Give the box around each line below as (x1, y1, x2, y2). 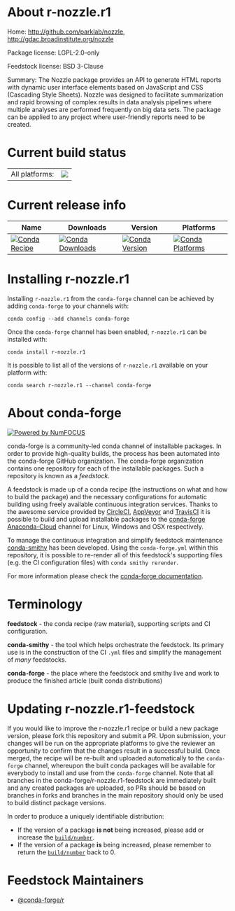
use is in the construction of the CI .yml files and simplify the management (7, 648, 222, 656)
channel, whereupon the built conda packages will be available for (24, 761, 215, 770)
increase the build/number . (17, 833, 95, 841)
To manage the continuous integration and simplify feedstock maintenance (7, 536, 223, 544)
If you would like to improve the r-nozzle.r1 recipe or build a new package (7, 724, 219, 732)
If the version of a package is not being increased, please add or (17, 826, 204, 834)
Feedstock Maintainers (7, 872, 144, 888)
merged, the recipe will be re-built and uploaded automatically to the (7, 753, 205, 762)
